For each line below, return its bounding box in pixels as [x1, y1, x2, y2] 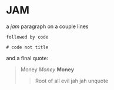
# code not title [6, 44, 49, 50]
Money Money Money [20, 65, 75, 73]
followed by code [6, 34, 49, 40]
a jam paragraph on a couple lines [6, 23, 89, 30]
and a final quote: [6, 54, 49, 61]
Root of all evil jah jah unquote [35, 77, 109, 84]
